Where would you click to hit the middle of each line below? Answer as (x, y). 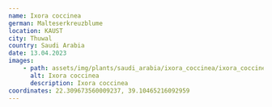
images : (21, 61)
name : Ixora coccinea (45, 16)
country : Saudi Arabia (47, 46)
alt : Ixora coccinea (64, 76)
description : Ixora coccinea (79, 83)
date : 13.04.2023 (38, 53)
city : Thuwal (30, 38)
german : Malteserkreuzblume (56, 23)
